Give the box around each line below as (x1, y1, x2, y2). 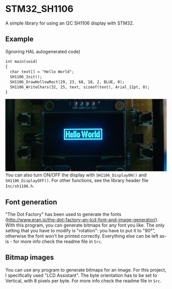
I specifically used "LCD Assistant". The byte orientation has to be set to (5, 272, 157, 278)
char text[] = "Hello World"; (10, 69, 74, 74)
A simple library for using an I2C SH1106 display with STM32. (5, 20, 134, 26)
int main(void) (5, 59, 38, 64)
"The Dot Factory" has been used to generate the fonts (5, 211, 122, 217)
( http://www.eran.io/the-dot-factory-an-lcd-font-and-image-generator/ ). (5, 216, 159, 223)
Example (5, 35, 34, 43)
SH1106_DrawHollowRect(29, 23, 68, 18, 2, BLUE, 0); (10, 79, 125, 84)
